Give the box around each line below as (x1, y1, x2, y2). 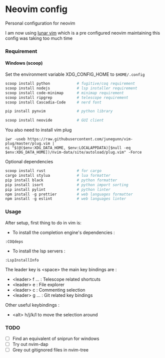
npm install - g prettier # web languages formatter (5, 192, 133, 197)
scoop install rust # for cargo (5, 168, 101, 174)
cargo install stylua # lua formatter (5, 173, 111, 178)
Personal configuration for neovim (5, 20, 75, 26)
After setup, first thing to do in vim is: (5, 219, 81, 225)
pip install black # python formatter (5, 177, 117, 183)
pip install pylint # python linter (5, 187, 111, 192)
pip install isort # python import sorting (5, 182, 128, 187)
